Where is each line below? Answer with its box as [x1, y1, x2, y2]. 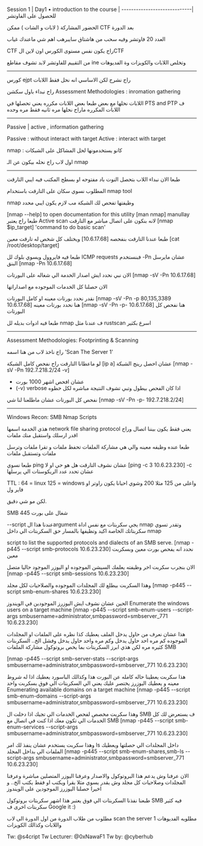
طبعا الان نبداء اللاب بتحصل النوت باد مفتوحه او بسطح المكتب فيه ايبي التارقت [7, 175, 181, 183]
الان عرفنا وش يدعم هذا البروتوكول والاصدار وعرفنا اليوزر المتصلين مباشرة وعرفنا [7, 772, 189, 779]
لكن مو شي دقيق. [7, 497, 47, 505]
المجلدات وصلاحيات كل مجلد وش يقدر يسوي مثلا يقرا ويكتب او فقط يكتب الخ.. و [7, 778, 186, 786]
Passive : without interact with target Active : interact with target [7, 135, 166, 142]
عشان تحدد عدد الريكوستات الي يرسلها [7, 468, 94, 475]
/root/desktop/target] [7, 242, 60, 248]
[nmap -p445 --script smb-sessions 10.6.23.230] [7, 570, 130, 577]
